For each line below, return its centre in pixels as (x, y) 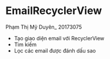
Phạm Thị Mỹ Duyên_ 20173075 (44, 27)
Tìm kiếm (25, 44)
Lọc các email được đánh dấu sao (55, 50)
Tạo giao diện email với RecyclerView (59, 38)
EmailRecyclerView (54, 11)
